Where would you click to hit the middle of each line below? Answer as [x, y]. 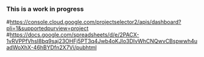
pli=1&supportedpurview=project [47, 28]
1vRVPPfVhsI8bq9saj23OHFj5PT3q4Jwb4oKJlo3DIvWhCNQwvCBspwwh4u [102, 41]
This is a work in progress [45, 9]
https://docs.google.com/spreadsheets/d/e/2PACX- [74, 35]
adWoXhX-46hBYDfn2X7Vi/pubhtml [52, 47]
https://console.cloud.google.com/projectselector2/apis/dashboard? [95, 22]
